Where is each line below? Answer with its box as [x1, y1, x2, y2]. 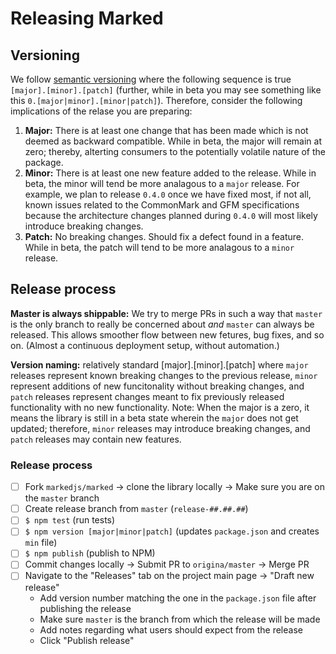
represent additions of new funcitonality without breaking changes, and [10, 380, 305, 392]
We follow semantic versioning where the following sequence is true [10, 73, 292, 85]
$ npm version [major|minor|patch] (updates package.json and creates [24, 525, 320, 537]
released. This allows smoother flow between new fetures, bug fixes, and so [10, 328, 325, 341]
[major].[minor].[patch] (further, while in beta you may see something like [10, 84, 322, 96]
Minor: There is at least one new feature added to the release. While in [24, 167, 317, 179]
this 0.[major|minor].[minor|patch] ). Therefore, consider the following [10, 95, 303, 106]
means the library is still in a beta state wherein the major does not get [10, 412, 299, 424]
